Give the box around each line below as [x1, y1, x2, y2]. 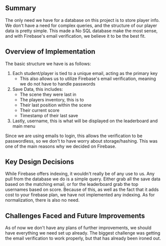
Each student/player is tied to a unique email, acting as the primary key [12, 70, 158, 76]
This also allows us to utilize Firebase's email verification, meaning [19, 76, 157, 82]
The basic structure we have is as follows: [5, 61, 91, 67]
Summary [5, 4, 36, 12]
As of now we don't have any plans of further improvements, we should [5, 225, 152, 231]
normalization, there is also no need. [5, 197, 80, 203]
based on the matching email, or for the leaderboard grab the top [5, 181, 139, 187]
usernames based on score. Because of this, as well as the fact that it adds [5, 186, 159, 193]
